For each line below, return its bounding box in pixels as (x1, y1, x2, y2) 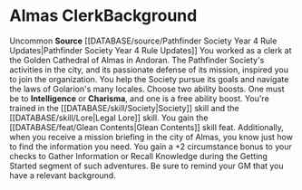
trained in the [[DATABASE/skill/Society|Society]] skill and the (9, 102, 239, 113)
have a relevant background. (9, 169, 116, 181)
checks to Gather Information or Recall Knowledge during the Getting (9, 150, 268, 161)
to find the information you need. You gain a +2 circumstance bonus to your (9, 141, 292, 152)
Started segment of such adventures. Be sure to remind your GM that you (9, 160, 284, 171)
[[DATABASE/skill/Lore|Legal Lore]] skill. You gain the (9, 112, 209, 123)
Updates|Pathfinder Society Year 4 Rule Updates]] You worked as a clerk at (9, 44, 292, 55)
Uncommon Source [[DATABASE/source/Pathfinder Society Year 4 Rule (9, 35, 278, 46)
